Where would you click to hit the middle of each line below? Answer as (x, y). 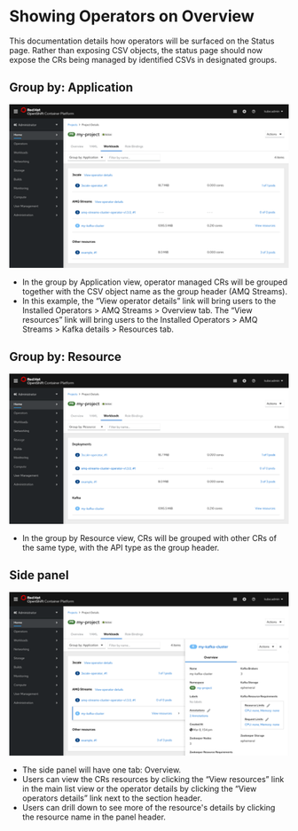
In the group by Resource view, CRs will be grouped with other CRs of (149, 538)
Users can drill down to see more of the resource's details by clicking (149, 808)
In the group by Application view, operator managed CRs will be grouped (155, 282)
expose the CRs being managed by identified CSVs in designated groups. (143, 59)
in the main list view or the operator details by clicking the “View (139, 789)
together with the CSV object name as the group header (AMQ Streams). (155, 292)
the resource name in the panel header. (94, 817)
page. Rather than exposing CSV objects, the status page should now (136, 50)
